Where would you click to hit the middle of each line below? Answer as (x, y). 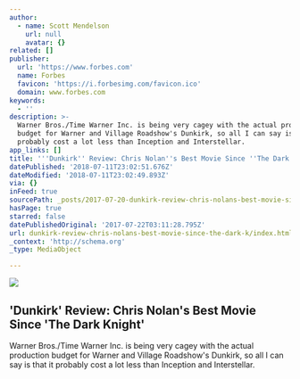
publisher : (29, 59)
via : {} (24, 184)
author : (24, 17)
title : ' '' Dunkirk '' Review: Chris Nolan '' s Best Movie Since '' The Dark (150, 158)
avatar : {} (46, 42)
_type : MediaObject (46, 250)
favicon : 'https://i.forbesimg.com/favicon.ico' (109, 84)
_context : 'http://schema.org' (67, 242)
